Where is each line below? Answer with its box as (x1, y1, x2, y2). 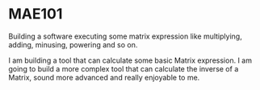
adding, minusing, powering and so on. (8, 39, 138, 49)
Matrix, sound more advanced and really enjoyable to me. (8, 72, 200, 82)
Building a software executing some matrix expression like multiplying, (8, 31, 242, 41)
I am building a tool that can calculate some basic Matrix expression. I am (8, 55, 253, 65)
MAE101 (8, 5, 63, 23)
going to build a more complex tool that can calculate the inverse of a (8, 63, 239, 73)
